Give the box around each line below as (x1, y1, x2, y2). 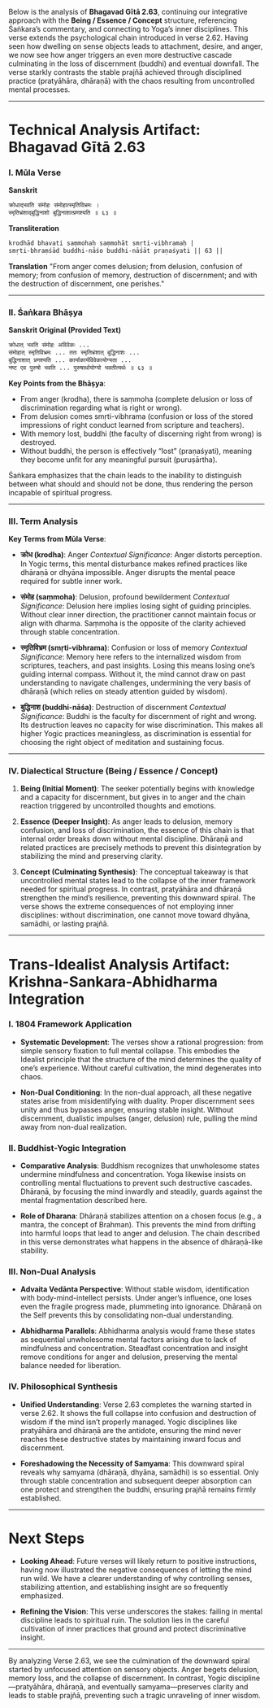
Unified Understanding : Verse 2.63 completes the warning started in (19, 1399, 252, 1410)
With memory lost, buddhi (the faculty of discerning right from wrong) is (19, 429, 262, 438)
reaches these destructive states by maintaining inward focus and (19, 1434, 241, 1444)
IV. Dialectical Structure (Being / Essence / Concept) (8, 765, 219, 776)
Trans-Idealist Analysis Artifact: (8, 955, 230, 974)
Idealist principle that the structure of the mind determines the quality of (19, 1054, 262, 1064)
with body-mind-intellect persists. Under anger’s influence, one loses (19, 1293, 252, 1303)
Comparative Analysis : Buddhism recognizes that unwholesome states (19, 1161, 260, 1170)
